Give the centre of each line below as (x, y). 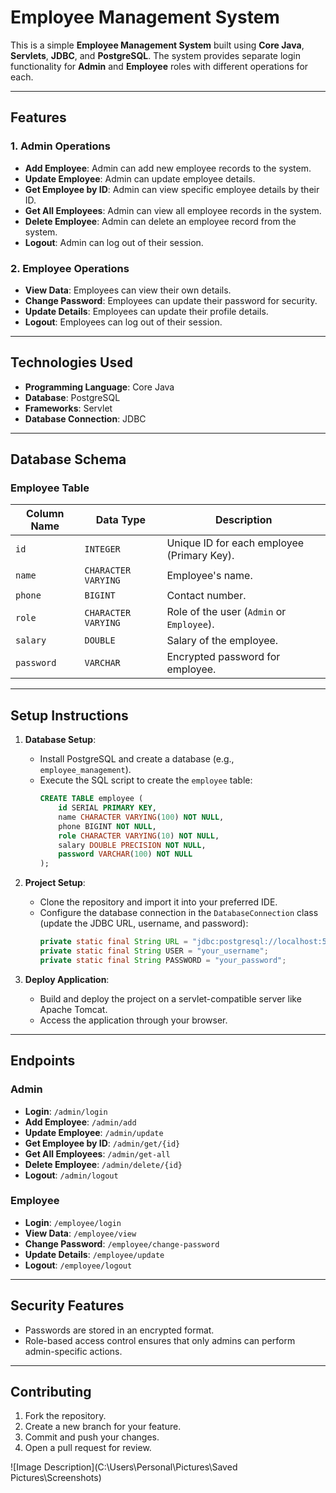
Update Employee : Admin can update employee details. (140, 178)
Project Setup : (55, 883)
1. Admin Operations (60, 146)
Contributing (51, 1392)
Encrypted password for (223, 657)
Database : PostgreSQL (72, 397)
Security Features (67, 1306)
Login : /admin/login (66, 1111)
